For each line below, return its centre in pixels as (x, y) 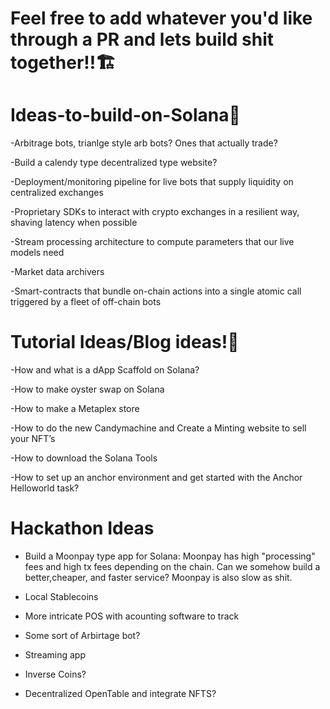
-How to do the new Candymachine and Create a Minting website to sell (158, 428)
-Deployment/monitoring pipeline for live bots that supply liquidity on (152, 182)
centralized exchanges (57, 193)
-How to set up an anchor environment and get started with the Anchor (156, 478)
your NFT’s (33, 439)
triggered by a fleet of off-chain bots (86, 302)
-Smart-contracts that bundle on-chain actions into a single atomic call (156, 291)
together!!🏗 (63, 63)
